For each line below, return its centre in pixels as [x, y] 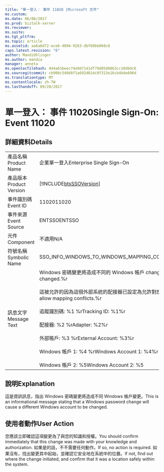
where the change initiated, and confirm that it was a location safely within [80, 459]
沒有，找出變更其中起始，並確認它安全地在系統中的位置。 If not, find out [81, 453]
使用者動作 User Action [40, 423]
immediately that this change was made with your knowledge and [71, 442]
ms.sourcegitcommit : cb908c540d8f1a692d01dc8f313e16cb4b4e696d [71, 73]
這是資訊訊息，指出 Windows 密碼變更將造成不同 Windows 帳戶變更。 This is [82, 396]
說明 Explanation [30, 383]
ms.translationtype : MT [29, 78]
